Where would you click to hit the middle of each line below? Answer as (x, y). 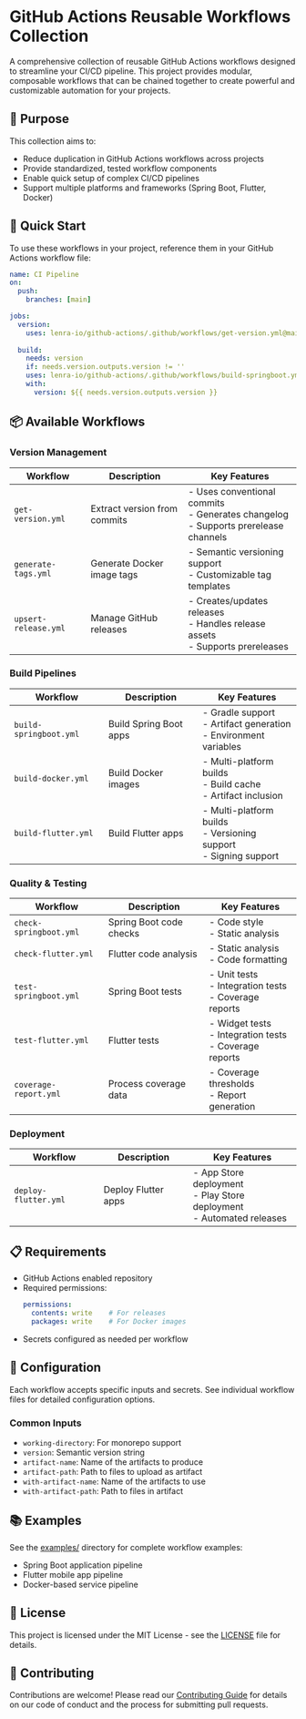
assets (202, 635)
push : (28, 292)
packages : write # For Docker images (109, 1321)
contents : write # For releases (99, 1314)
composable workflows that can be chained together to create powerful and (153, 80)
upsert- (31, 619)
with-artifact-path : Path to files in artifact (103, 1490)
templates (209, 586)
